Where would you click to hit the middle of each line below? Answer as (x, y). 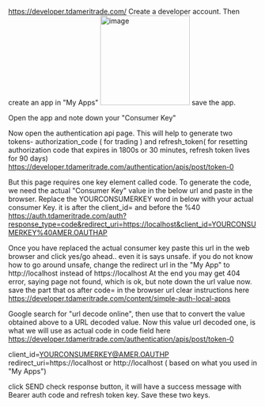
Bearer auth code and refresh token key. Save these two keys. (110, 395)
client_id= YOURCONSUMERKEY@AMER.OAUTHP (89, 354)
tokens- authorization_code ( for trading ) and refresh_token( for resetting (128, 141)
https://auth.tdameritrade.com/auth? (67, 216)
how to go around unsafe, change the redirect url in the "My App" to (119, 265)
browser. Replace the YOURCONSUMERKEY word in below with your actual (131, 199)
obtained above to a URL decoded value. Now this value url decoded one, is (132, 322)
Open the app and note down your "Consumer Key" (92, 118)
